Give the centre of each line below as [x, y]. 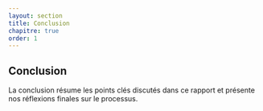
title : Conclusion [39, 23]
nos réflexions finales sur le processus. [73, 99]
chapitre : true [34, 31]
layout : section [35, 16]
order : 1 [23, 38]
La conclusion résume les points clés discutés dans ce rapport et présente [132, 90]
